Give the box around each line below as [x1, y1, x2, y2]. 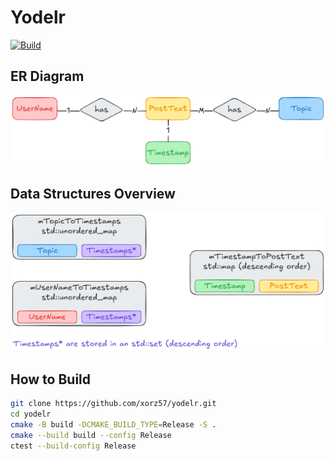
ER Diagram [10, 68, 85, 85]
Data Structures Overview [10, 186, 176, 203]
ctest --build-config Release [10, 441, 137, 451]
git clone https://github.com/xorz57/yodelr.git [10, 399, 217, 409]
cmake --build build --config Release [10, 430, 172, 440]
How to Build [10, 371, 92, 388]
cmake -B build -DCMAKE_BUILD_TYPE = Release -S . [10, 419, 217, 430]
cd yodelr [10, 409, 52, 419]
